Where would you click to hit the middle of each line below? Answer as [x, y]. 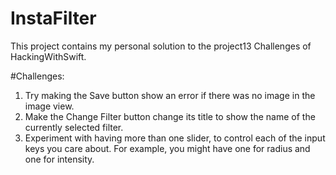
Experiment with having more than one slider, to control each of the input [175, 138]
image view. [49, 106]
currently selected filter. [74, 127]
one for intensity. [59, 159]
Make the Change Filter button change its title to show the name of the [170, 116]
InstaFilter [53, 18]
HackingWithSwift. [48, 56]
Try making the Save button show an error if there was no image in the [170, 95]
